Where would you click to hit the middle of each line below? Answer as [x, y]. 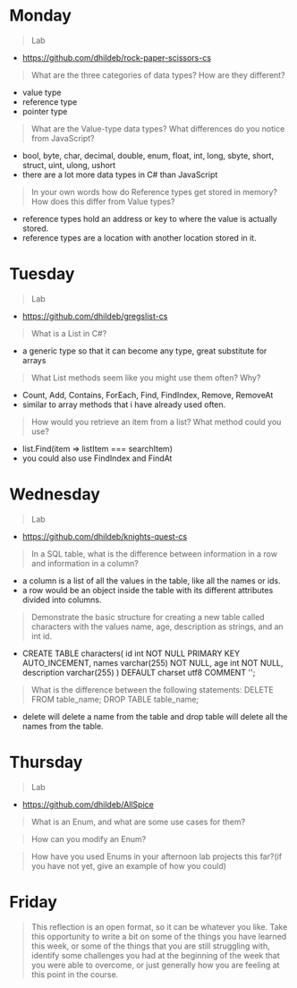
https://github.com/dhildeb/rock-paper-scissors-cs [117, 57]
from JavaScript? [63, 138]
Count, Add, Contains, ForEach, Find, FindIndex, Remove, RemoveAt [148, 395]
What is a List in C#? [69, 333]
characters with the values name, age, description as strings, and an [157, 626]
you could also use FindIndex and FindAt [97, 458]
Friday [34, 902]
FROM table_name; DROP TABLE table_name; [115, 699]
